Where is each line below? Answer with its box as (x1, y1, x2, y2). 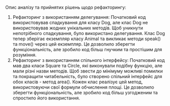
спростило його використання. (12, 95, 80, 101)
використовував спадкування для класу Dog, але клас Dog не (12, 20, 148, 25)
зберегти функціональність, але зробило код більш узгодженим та (12, 90, 158, 95)
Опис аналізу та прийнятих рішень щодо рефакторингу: (5, 5, 126, 10)
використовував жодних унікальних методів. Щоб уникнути (12, 25, 144, 31)
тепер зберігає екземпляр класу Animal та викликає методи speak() (12, 36, 161, 42)
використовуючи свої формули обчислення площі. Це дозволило (12, 84, 154, 90)
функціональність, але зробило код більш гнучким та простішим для (12, 47, 162, 52)
